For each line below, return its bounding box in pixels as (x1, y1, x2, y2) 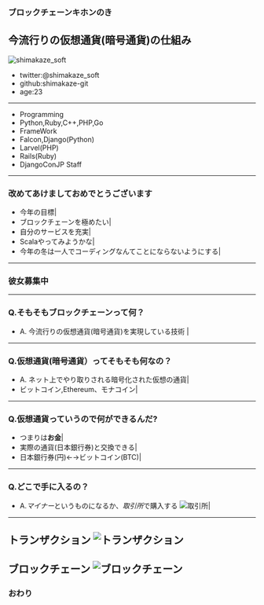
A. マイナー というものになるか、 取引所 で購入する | (19, 500, 211, 510)
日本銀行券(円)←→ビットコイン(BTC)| (19, 453, 141, 462)
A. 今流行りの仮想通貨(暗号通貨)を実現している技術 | (19, 326, 189, 335)
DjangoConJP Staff (19, 159, 82, 169)
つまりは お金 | (19, 433, 64, 442)
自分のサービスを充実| (19, 227, 92, 236)
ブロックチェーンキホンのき (8, 6, 112, 17)
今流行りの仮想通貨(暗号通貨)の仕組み (8, 34, 192, 47)
